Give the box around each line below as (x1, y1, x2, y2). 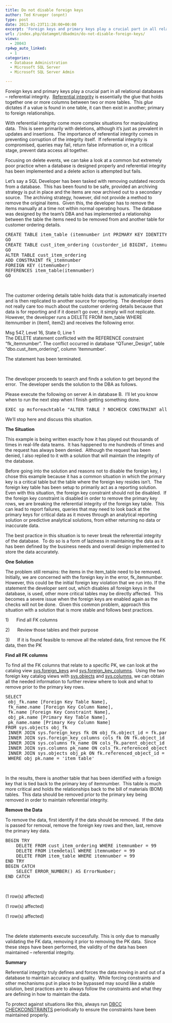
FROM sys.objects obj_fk (5, 725, 68, 730)
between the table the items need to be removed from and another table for (5, 216, 165, 222)
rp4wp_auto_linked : (5, 46, 47, 51)
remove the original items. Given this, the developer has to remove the (5, 200, 155, 206)
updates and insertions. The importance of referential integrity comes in (5, 131, 159, 137)
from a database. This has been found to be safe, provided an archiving (5, 183, 158, 190)
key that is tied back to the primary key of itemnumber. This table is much (5, 781, 162, 786)
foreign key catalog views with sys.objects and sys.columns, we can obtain (5, 673, 164, 679)
